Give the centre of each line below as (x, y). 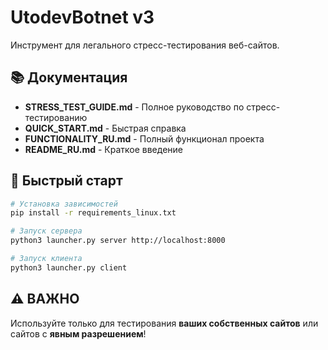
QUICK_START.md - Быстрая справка (105, 128)
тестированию (56, 117)
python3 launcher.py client (69, 267)
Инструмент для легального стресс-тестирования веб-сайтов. (145, 45)
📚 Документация (69, 77)
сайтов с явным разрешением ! (78, 333)
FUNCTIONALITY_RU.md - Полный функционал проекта (144, 138)
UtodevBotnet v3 (82, 17)
